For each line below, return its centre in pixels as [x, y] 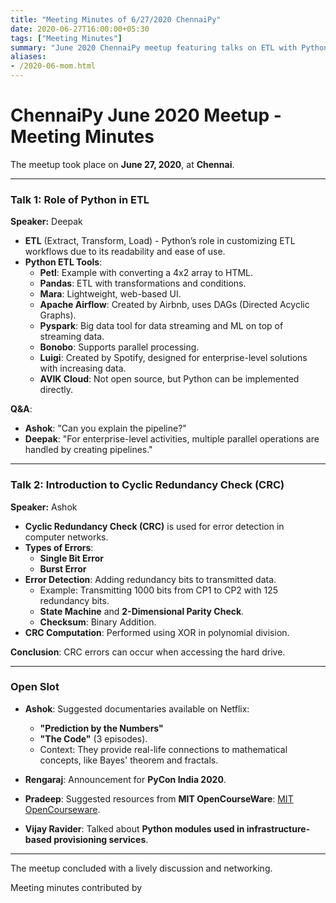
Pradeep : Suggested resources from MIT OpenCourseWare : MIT [159, 798]
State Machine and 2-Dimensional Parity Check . [142, 611]
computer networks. [66, 537]
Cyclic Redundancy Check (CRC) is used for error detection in [154, 526]
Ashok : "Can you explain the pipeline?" [105, 428]
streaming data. [72, 337]
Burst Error [63, 568]
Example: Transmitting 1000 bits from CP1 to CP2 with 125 [158, 590]
